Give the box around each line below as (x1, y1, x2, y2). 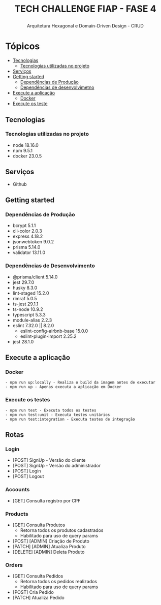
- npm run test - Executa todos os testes (5, 407, 96, 413)
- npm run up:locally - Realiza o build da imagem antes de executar (5, 380, 156, 385)
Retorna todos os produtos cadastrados (20, 527, 104, 533)
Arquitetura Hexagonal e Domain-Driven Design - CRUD (27, 23, 144, 29)
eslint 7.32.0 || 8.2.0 (12, 322, 54, 328)
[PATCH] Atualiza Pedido (12, 595, 65, 601)
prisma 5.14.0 (12, 244, 41, 250)
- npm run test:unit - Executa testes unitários (5, 412, 110, 417)
